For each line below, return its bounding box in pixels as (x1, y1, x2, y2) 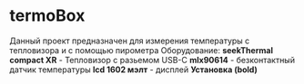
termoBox (9, 5, 86, 26)
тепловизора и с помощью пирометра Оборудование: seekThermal (9, 44, 273, 55)
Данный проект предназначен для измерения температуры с (9, 35, 250, 46)
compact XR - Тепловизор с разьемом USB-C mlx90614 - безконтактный (9, 54, 296, 65)
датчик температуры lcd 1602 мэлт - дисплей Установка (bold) (9, 64, 258, 75)
